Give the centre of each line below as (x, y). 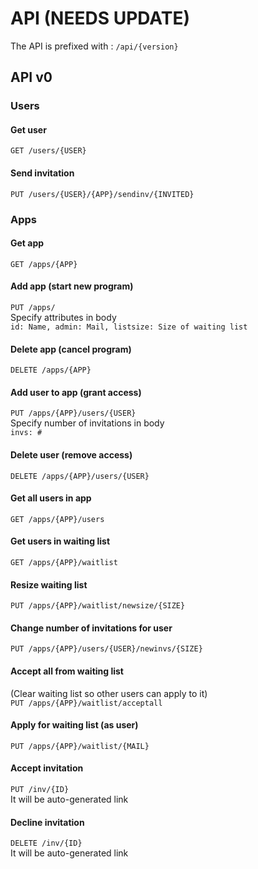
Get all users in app (51, 498)
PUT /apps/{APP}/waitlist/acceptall (86, 703)
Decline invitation (47, 822)
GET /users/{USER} (48, 151)
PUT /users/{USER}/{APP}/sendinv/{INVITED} (102, 194)
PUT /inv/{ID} (40, 790)
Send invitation (42, 173)
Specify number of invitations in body (87, 423)
